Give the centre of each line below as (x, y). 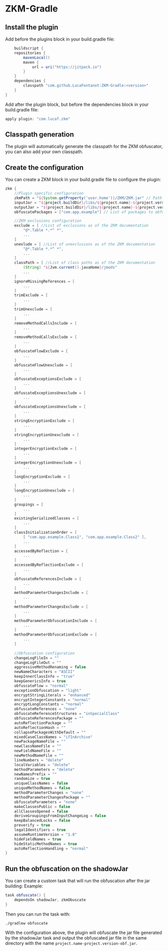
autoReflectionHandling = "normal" (51, 848)
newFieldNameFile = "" (38, 751)
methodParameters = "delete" (44, 769)
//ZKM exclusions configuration (48, 221)
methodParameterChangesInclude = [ (51, 593)
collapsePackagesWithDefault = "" (50, 732)
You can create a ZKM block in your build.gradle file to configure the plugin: (83, 179)
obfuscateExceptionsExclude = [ (48, 379)
